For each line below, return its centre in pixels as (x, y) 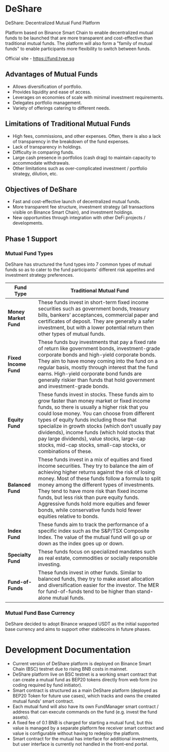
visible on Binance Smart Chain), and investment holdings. (73, 212)
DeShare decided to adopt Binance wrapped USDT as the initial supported (82, 624)
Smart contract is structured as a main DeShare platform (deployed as (85, 690)
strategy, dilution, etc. (35, 173)
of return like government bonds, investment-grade (99, 348)
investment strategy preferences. (40, 275)
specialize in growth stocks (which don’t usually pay (100, 426)
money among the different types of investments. (96, 485)
